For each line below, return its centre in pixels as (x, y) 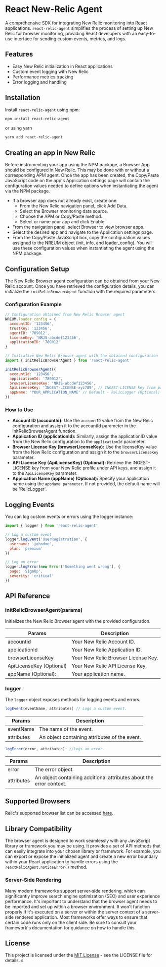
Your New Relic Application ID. (107, 649)
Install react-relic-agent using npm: (42, 110)
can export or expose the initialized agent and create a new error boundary (82, 856)
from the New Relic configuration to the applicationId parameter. (79, 442)
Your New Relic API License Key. (109, 666)
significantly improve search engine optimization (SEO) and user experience (83, 896)
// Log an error (22, 562)
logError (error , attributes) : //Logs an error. (55, 749)
